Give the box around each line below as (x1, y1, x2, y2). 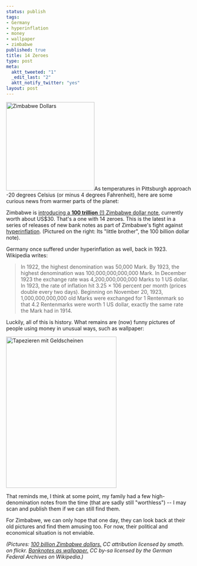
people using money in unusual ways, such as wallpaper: (6, 325, 145, 332)
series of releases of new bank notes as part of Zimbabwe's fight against (6, 221, 183, 228)
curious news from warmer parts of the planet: (6, 197, 119, 204)
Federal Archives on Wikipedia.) (6, 553, 84, 560)
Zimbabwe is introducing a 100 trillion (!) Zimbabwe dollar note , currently (6, 209, 183, 216)
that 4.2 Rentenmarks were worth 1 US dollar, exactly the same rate (20, 300, 183, 307)
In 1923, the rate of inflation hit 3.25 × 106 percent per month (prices (20, 282, 186, 289)
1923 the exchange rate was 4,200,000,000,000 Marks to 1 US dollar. (20, 276, 189, 283)
